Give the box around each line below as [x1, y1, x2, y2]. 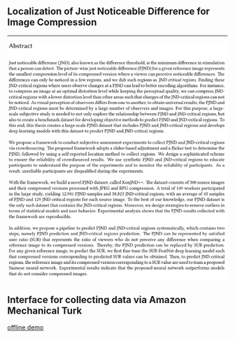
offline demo [7, 323, 44, 332]
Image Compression [7, 17, 97, 29]
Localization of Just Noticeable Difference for [7, 6, 210, 17]
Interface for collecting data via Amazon [7, 293, 187, 306]
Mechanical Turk [7, 304, 83, 316]
